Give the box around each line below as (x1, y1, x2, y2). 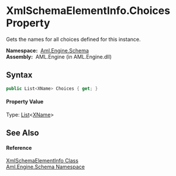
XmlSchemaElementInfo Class (6, 157, 79, 164)
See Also (6, 128, 39, 138)
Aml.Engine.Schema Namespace (6, 163, 85, 170)
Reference (6, 144, 32, 151)
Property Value (6, 98, 44, 105)
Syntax (6, 70, 33, 80)
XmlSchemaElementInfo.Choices (6, 4, 171, 17)
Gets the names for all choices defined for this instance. (6, 36, 141, 43)
